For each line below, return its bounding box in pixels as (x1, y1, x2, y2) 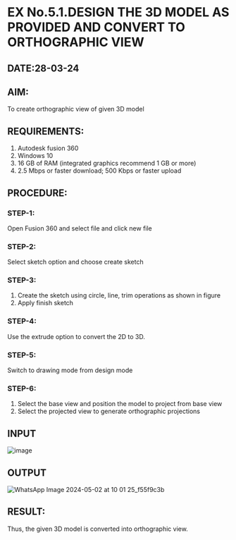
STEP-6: (7, 383, 37, 393)
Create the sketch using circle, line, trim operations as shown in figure (17, 291, 221, 300)
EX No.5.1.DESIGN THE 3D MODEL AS (7, 4, 230, 20)
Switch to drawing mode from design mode (7, 366, 133, 374)
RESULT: (7, 505, 46, 518)
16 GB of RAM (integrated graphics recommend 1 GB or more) (17, 159, 197, 168)
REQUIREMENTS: (7, 125, 85, 137)
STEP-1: (7, 208, 35, 218)
